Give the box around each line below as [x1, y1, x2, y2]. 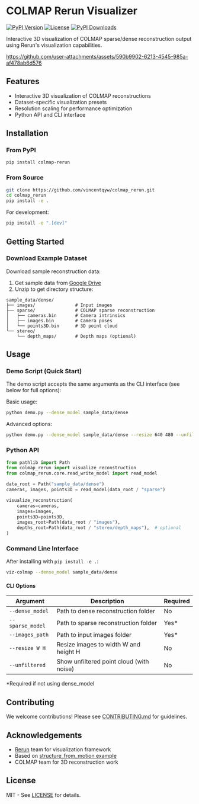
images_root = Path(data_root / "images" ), [17, 520, 120, 526]
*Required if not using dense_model [6, 680, 95, 687]
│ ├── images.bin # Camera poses [6, 318, 113, 323]
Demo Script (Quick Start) [6, 367, 82, 376]
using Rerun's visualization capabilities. [6, 41, 102, 49]
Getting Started [6, 236, 65, 246]
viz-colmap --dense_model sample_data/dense [6, 569, 118, 575]
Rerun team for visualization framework [14, 746, 111, 753]
